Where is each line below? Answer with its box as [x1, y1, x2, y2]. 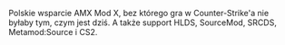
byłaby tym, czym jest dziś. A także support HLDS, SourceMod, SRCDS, [8, 17, 278, 28]
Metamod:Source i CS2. [8, 27, 98, 37]
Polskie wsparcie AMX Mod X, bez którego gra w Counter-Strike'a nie [8, 8, 270, 18]
